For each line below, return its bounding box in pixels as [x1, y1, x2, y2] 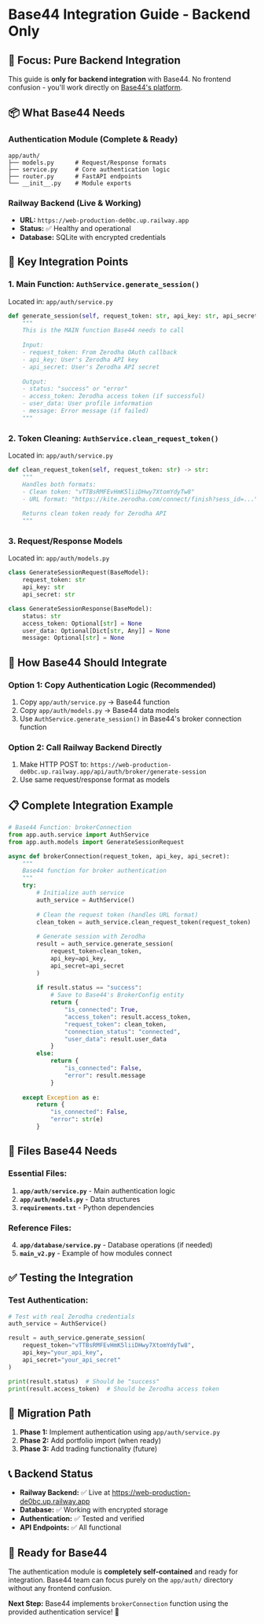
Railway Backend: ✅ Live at [19, 1488, 111, 1497]
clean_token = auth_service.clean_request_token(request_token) [36, 918, 251, 926]
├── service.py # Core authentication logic [8, 165, 170, 174]
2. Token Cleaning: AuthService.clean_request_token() [8, 432, 219, 443]
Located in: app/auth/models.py [8, 553, 110, 563]
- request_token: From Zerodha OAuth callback [22, 348, 178, 357]
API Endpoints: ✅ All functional [19, 1523, 122, 1532]
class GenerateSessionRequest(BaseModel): [8, 568, 149, 577]
